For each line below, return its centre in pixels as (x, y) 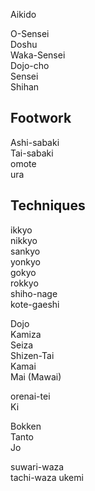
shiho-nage (34, 293)
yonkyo (25, 261)
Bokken (26, 426)
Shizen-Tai (32, 355)
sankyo (25, 251)
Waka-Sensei (38, 55)
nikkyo (24, 240)
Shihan (25, 87)
